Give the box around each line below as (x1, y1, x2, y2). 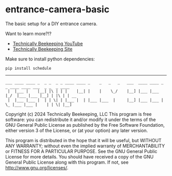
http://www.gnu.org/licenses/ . (5, 164, 69, 170)
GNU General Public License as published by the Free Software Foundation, (5, 122, 165, 128)
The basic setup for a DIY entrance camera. (5, 21, 98, 27)
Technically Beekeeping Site (12, 46, 73, 52)
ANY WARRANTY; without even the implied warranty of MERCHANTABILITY (5, 143, 165, 149)
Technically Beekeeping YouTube (12, 40, 83, 47)
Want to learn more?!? (5, 30, 52, 36)
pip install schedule (5, 66, 52, 71)
